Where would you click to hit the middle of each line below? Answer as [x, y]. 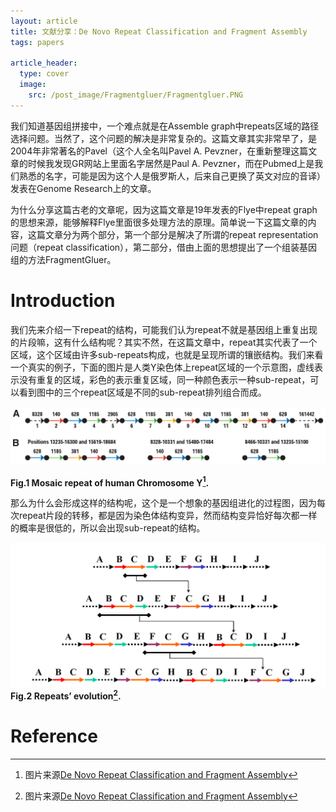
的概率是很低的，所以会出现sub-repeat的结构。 [108, 528]
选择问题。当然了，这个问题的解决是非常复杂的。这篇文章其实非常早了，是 [163, 138]
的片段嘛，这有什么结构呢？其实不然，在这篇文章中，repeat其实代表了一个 [164, 342]
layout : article [44, 21]
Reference [54, 736]
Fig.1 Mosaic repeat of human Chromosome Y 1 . [110, 482]
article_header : [44, 63]
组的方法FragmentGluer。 [63, 259]
